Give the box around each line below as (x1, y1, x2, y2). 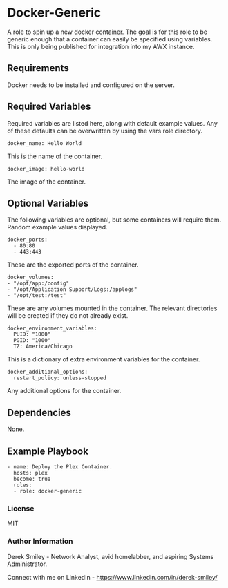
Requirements (7, 62, 69, 74)
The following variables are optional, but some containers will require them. (7, 216, 222, 224)
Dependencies (7, 406, 71, 419)
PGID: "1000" (13, 337, 51, 344)
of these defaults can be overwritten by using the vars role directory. (7, 126, 202, 135)
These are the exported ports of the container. (7, 260, 140, 269)
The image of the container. (7, 178, 86, 186)
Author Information (7, 537, 74, 547)
